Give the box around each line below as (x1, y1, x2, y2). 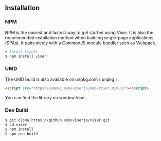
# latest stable (5, 49, 38, 54)
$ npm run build (5, 131, 38, 136)
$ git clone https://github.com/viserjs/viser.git (5, 118, 110, 123)
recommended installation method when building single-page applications (5, 35, 154, 40)
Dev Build (5, 106, 28, 113)
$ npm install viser (5, 53, 47, 59)
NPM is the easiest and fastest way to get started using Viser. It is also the (5, 29, 154, 35)
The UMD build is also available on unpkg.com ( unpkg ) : (5, 76, 120, 82)
